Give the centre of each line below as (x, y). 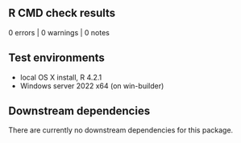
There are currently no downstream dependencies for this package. (121, 130)
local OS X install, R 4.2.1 (61, 77)
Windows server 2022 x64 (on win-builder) (92, 86)
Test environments (56, 58)
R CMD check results (62, 13)
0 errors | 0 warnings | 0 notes (59, 32)
